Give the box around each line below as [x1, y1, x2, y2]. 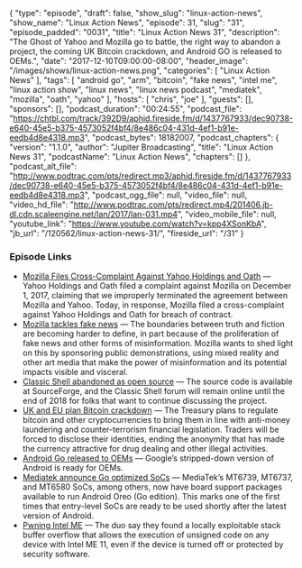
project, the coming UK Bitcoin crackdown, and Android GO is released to [9, 46, 282, 57]
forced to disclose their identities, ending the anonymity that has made [22, 434, 286, 444]
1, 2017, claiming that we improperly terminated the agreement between [22, 290, 288, 301]
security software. [22, 549, 90, 560]
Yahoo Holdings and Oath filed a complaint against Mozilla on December [22, 280, 292, 291]
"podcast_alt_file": [9, 161, 78, 171]
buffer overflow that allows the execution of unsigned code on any [22, 529, 270, 540]
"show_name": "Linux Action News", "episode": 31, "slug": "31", [9, 17, 245, 28]
